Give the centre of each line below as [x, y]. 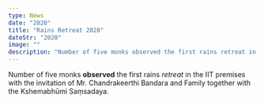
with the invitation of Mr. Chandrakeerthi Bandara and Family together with [130, 83]
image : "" [25, 45]
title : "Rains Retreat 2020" [56, 30]
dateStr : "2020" [35, 37]
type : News [26, 15]
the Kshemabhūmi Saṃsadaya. [58, 91]
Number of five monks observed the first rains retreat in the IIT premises [127, 74]
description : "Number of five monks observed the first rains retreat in [132, 52]
